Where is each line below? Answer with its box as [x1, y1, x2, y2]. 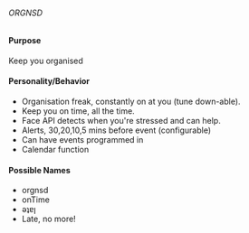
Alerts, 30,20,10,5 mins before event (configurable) [21, 125, 212, 135]
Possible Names [8, 164, 72, 175]
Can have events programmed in [21, 135, 144, 145]
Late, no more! [21, 213, 76, 225]
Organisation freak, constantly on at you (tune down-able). [21, 96, 241, 107]
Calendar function [21, 144, 90, 155]
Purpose [8, 35, 42, 46]
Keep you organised [8, 55, 83, 66]
